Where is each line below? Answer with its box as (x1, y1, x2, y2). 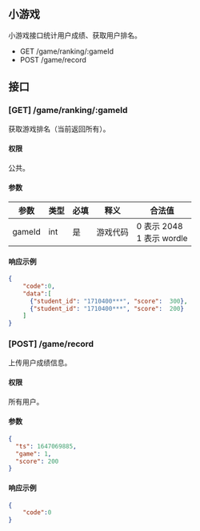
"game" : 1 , (15, 449, 52, 458)
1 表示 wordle (136, 232, 188, 243)
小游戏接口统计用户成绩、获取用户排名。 (8, 30, 142, 40)
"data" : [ (22, 289, 52, 298)
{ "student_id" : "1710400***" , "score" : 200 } (29, 304, 184, 312)
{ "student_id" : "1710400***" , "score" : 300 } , (29, 297, 188, 305)
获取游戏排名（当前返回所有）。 (8, 123, 110, 134)
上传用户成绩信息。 (8, 357, 72, 367)
